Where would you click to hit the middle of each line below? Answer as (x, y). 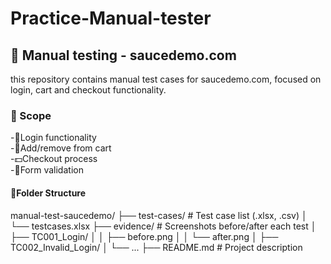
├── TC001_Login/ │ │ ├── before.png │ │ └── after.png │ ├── (144, 236)
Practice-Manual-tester (111, 18)
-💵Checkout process (54, 159)
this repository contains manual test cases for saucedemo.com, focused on (166, 79)
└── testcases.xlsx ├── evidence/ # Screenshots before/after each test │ (163, 226)
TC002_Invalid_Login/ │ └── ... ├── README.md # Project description (156, 247)
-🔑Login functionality (53, 138)
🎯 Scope (31, 115)
